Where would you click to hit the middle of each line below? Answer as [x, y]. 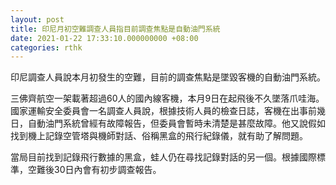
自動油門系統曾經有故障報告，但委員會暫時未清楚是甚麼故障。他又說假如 [176, 123]
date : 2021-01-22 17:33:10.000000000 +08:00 [104, 38]
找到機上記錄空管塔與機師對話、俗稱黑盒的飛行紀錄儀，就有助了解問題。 [159, 136]
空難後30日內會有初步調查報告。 [94, 170]
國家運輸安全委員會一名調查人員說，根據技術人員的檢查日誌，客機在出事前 [163, 111]
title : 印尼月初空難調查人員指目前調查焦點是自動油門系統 [115, 29]
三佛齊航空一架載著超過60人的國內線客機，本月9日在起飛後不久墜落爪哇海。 [167, 98]
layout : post [37, 19]
